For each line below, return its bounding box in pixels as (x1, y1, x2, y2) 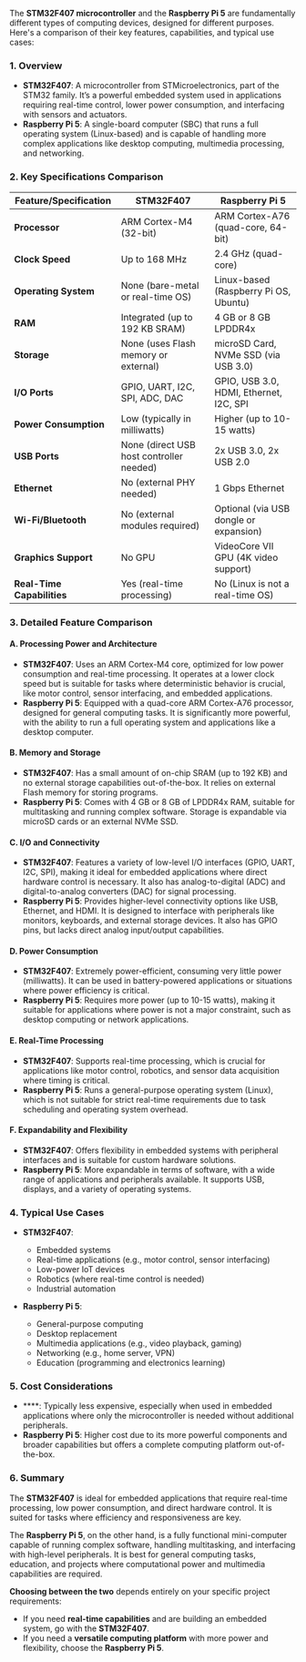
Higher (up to (213, 412, 271, 424)
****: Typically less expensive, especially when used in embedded (22, 1401, 273, 1412)
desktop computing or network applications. (22, 1015, 189, 1025)
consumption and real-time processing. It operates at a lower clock (22, 668, 275, 679)
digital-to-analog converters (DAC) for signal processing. (22, 886, 237, 897)
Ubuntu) (213, 296, 250, 309)
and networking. (22, 148, 85, 158)
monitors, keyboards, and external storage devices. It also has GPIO (22, 915, 278, 926)
